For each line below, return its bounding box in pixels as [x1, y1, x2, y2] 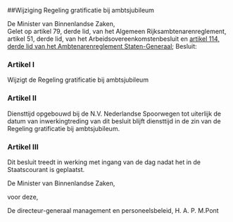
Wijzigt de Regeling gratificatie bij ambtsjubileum [7, 75, 149, 84]
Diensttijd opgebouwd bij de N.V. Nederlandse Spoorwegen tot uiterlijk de [7, 109, 222, 118]
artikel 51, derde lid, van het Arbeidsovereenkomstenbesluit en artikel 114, [7, 35, 220, 43]
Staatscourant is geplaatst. [7, 165, 85, 173]
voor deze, [7, 192, 39, 201]
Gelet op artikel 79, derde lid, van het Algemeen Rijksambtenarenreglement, [7, 27, 227, 35]
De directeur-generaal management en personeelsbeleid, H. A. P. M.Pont [7, 206, 220, 214]
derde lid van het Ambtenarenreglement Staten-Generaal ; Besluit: [7, 42, 197, 50]
